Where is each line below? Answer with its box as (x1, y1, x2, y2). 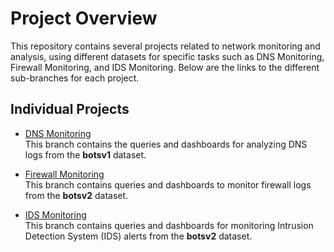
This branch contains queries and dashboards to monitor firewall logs (24, 178, 312, 191)
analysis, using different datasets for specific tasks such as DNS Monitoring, (10, 50, 325, 62)
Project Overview (10, 7, 158, 30)
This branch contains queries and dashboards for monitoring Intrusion (24, 219, 314, 231)
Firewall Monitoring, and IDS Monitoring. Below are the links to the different (10, 61, 320, 73)
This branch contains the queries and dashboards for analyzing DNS (24, 138, 308, 150)
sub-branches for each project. (10, 72, 140, 84)
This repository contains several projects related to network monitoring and (10, 40, 321, 52)
